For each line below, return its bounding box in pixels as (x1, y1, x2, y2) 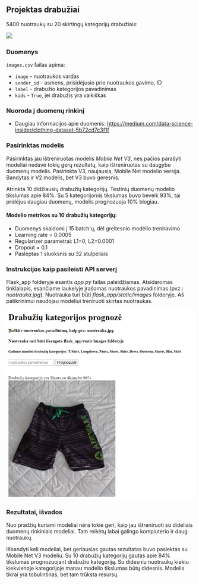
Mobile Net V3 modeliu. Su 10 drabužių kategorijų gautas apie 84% (6, 552, 170, 559)
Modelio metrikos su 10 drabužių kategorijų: (6, 211, 117, 219)
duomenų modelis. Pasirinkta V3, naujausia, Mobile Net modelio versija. (6, 167, 181, 174)
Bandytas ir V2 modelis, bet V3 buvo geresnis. (6, 174, 120, 181)
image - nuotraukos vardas (14, 73, 80, 80)
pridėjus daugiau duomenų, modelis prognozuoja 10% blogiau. (6, 198, 159, 205)
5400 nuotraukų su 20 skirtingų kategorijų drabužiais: (6, 20, 138, 27)
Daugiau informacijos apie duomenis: (14, 120, 106, 127)
